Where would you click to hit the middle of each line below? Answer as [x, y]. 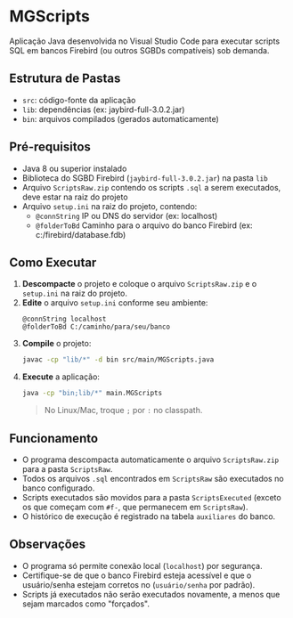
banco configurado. [58, 488]
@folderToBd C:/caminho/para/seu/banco [96, 327]
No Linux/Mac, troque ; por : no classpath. [123, 411]
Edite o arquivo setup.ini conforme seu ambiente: [115, 303]
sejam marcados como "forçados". [85, 604]
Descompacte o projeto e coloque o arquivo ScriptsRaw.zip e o [139, 284]
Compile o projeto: [57, 344]
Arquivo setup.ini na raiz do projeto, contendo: [110, 206]
